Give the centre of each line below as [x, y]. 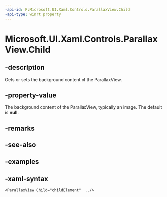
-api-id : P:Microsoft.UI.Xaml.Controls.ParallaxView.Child [68, 10]
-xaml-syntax [27, 178]
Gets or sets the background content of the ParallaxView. [64, 79]
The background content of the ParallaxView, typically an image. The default [83, 107]
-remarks [20, 128]
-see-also [21, 145]
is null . [12, 113]
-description [25, 68]
